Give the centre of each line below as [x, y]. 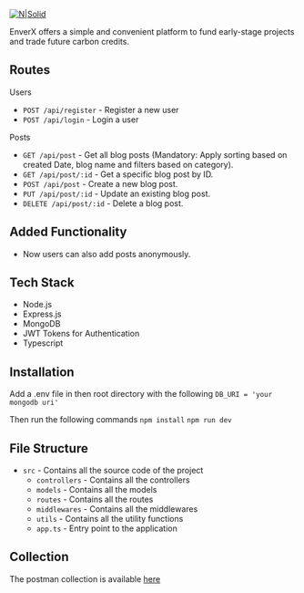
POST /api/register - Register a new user [101, 109]
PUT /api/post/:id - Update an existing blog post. [117, 193]
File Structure [49, 448]
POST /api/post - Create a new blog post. [100, 183]
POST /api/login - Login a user [81, 120]
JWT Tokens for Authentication [81, 334]
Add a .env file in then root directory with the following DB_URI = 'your [141, 394]
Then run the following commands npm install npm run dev [121, 420]
